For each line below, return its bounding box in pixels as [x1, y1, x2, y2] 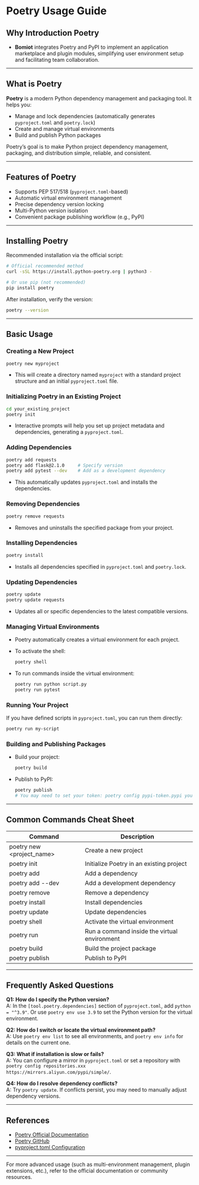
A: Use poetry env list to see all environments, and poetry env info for [6, 1033, 184, 1040]
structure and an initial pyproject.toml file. [14, 377, 118, 385]
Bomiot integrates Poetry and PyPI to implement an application [14, 43, 169, 51]
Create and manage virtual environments [14, 125, 114, 132]
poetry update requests [6, 597, 65, 603]
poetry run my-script [6, 726, 60, 732]
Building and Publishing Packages [6, 740, 106, 748]
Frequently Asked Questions [6, 980, 114, 990]
